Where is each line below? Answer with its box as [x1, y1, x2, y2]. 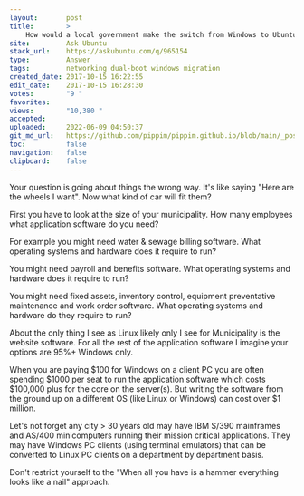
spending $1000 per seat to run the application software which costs [9, 374, 266, 384]
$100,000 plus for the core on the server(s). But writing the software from [9, 383, 284, 394]
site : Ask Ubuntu [9, 38, 107, 48]
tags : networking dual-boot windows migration [9, 64, 221, 73]
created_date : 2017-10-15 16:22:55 [9, 73, 144, 82]
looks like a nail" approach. [9, 476, 110, 487]
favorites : [9, 97, 51, 107]
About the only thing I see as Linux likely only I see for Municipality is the [9, 327, 280, 338]
